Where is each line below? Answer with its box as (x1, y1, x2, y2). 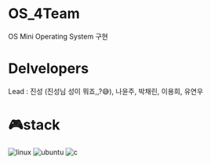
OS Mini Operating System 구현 (8, 31, 108, 41)
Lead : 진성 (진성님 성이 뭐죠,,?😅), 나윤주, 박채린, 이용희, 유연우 (8, 86, 204, 96)
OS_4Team (8, 5, 80, 23)
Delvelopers (8, 60, 89, 78)
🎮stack (8, 116, 60, 134)
